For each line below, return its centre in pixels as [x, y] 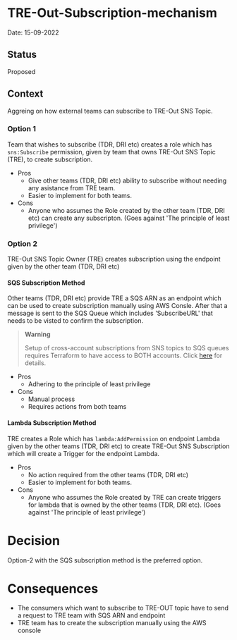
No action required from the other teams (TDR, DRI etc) [108, 474]
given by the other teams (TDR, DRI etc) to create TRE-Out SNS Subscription [119, 446]
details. [35, 363]
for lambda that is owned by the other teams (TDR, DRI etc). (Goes [124, 505]
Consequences [53, 588]
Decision [34, 540]
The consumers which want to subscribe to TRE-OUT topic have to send [123, 608]
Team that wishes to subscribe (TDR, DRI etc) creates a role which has [110, 144]
